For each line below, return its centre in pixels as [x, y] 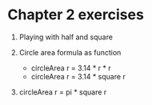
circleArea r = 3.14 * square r [78, 76]
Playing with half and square [66, 37]
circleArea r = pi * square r [63, 92]
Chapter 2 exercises [76, 15]
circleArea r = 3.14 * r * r [71, 68]
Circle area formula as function [70, 52]
